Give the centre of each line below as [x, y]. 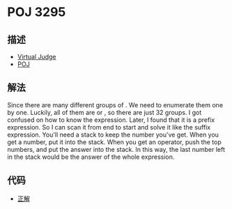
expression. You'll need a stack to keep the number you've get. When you [113, 134]
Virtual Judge [37, 57]
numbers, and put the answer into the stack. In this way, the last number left [116, 149]
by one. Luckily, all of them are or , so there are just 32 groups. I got [105, 112]
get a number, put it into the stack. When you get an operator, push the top [114, 142]
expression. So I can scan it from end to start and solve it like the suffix [109, 127]
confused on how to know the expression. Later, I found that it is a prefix [111, 120]
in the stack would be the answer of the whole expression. [91, 157]
